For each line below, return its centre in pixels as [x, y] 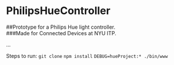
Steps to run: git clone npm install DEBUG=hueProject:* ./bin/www [87, 56]
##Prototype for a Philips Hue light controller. [61, 27]
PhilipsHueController [58, 11]
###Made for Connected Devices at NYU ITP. [61, 33]
